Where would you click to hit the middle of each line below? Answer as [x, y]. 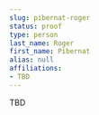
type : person [34, 34]
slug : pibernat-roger [50, 18]
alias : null [31, 60]
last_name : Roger [42, 43]
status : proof [36, 26]
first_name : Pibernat [50, 52]
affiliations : [36, 69]
